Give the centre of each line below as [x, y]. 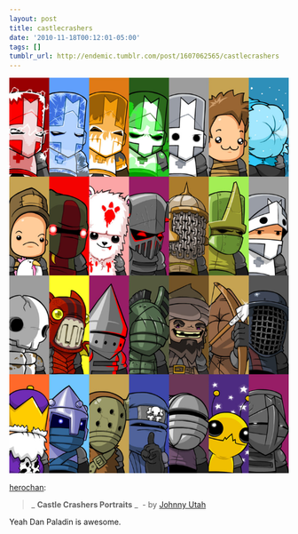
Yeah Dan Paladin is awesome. [65, 522]
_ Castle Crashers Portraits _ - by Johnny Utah [118, 504]
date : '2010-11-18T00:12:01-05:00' [75, 37]
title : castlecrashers [51, 28]
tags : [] [25, 47]
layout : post [33, 19]
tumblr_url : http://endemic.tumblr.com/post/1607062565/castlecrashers [144, 56]
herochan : [28, 487]
